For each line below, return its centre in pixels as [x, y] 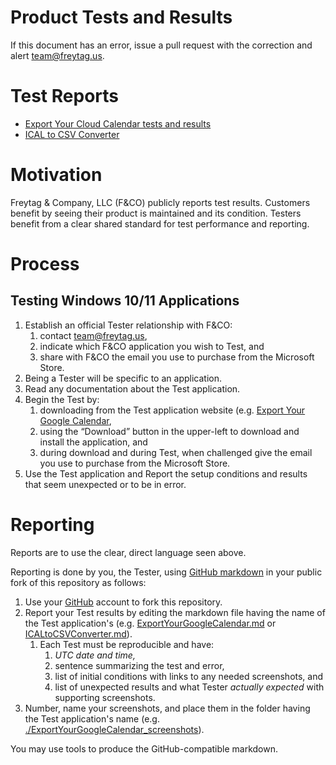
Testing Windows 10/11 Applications [125, 301]
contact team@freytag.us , [93, 335]
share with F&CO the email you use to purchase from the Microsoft [177, 357]
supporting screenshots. [105, 697]
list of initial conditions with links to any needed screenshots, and [189, 676]
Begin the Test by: [62, 399]
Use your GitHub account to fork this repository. [123, 602]
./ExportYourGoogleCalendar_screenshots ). [114, 729]
